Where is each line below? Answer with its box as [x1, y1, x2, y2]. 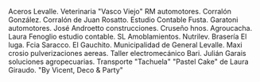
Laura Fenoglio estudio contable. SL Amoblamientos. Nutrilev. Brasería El [8, 32, 247, 41]
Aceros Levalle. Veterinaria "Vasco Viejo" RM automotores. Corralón [8, 7, 232, 16]
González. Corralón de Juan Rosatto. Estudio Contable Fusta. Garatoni [8, 15, 239, 24]
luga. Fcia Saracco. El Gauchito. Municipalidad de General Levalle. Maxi [8, 40, 243, 50]
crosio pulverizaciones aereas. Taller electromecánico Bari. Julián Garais [8, 49, 246, 58]
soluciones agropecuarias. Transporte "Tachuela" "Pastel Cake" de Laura [8, 57, 249, 66]
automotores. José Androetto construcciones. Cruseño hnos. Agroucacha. [8, 24, 253, 32]
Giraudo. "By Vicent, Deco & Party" [8, 65, 123, 74]
